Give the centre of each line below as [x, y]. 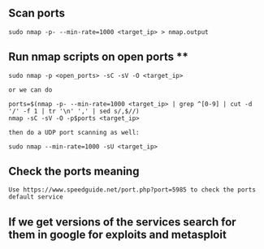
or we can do [30, 90]
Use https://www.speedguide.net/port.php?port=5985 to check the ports [132, 190]
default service [36, 197]
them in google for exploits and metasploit [118, 234]
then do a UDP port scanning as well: [74, 132]
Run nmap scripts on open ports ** [98, 57]
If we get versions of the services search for [123, 222]
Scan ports [37, 13]
